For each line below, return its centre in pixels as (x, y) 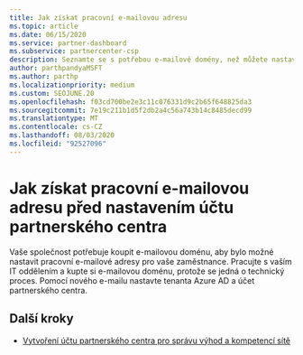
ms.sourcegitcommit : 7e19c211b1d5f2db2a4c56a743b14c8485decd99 (131, 110)
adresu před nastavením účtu (122, 207)
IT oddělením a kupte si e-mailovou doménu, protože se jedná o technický (147, 271)
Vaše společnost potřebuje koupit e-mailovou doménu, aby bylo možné (142, 252)
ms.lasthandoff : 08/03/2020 (62, 135)
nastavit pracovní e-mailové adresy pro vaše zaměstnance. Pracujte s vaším (151, 261)
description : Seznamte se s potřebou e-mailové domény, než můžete (139, 60)
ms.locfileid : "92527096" (58, 144)
